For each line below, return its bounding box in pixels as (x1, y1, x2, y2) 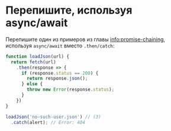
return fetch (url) (11, 59, 57, 65)
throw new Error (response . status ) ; (27, 87, 115, 92)
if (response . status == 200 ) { (21, 70, 99, 76)
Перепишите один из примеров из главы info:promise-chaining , (5, 36, 166, 43)
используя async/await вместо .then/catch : (5, 42, 115, 49)
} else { (21, 81, 43, 87)
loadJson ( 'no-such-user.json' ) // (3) (5, 114, 101, 120)
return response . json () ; (27, 75, 88, 82)
